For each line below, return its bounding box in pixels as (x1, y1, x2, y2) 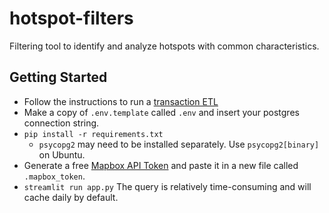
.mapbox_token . (23, 170, 86, 182)
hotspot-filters (9, 7, 134, 30)
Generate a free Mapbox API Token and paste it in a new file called (23, 159, 299, 171)
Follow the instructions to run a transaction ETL (23, 95, 219, 107)
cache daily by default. (23, 191, 119, 203)
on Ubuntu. (38, 148, 86, 161)
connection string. (23, 117, 100, 129)
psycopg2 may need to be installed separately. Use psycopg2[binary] (38, 138, 320, 150)
